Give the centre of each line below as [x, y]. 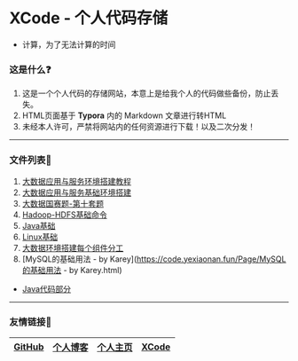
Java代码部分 [47, 288]
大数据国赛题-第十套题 [63, 203]
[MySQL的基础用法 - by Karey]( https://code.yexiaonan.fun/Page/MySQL [154, 259]
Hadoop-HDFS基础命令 [65, 215]
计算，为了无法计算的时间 [69, 44]
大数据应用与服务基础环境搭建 [76, 192]
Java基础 [39, 225]
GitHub [29, 347]
